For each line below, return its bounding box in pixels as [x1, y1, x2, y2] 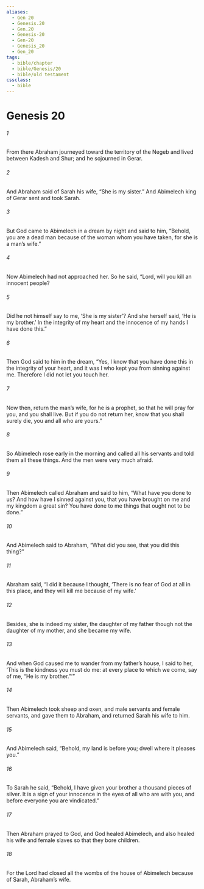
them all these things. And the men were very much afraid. [6, 456, 153, 464]
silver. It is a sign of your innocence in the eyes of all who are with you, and [6, 791, 195, 798]
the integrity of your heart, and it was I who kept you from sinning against [6, 364, 191, 372]
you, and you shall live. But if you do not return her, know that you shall [6, 410, 185, 418]
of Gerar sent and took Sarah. [6, 194, 81, 201]
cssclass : [6, 77, 32, 83]
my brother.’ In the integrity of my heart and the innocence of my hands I [6, 319, 189, 326]
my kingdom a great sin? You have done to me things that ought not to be [6, 502, 191, 509]
